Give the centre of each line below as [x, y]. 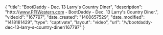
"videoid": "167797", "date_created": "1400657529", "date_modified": [75, 17]
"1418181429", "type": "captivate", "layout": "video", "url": [63, 22]
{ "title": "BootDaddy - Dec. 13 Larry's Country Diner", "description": [74, 7]
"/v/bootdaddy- [137, 22]
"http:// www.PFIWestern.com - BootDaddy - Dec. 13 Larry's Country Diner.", [82, 12]
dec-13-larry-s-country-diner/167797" [43, 27]
